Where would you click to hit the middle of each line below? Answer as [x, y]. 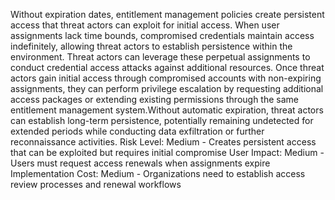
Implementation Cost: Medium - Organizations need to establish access [158, 173]
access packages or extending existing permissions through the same [155, 99]
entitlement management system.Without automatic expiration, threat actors [167, 110]
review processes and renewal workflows [96, 184]
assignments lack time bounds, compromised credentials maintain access [162, 35]
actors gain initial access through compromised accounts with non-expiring [166, 78]
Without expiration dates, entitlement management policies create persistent [167, 14]
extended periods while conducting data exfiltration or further [137, 131]
